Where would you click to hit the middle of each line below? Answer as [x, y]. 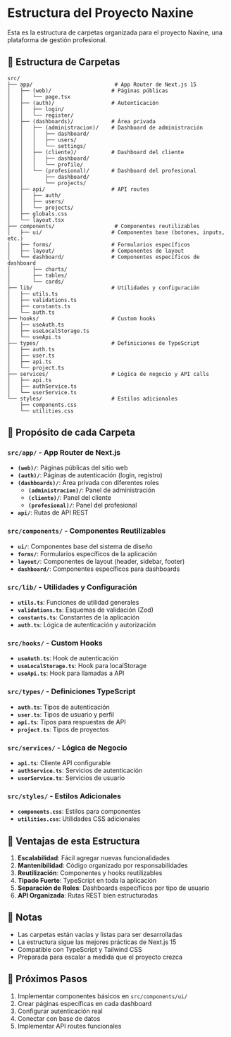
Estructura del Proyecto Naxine [100, 13]
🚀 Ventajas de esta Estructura [74, 841]
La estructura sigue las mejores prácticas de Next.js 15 [97, 942]
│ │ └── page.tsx [39, 96]
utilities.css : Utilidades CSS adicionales [79, 819]
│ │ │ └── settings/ [47, 146]
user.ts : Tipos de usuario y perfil [66, 714]
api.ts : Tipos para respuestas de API [71, 722]
